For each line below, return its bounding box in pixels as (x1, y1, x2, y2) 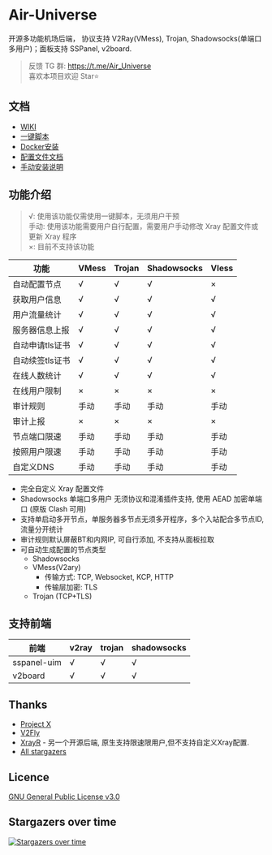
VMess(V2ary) (32, 562, 81, 572)
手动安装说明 (19, 162, 63, 171)
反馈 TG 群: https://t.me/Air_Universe (28, 61, 152, 71)
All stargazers (19, 747, 67, 757)
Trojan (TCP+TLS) (32, 591, 93, 601)
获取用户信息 (12, 294, 63, 305)
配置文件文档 (19, 152, 63, 162)
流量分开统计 (19, 524, 63, 533)
